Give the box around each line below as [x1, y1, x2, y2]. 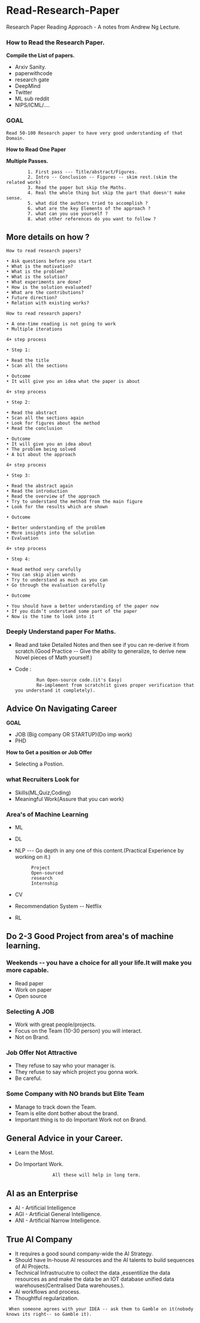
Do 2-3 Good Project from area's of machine [6, 931, 174, 941]
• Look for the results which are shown [6, 504, 109, 510]
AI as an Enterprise [6, 1188, 79, 1198]
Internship [30, 880, 59, 887]
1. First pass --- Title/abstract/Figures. [27, 168, 137, 175]
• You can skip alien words [6, 572, 76, 578]
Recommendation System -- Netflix [14, 903, 102, 910]
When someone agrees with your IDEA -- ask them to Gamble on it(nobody [8, 1306, 194, 1312]
